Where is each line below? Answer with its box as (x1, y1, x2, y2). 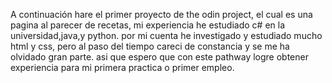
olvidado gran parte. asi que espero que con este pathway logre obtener (10, 51, 309, 63)
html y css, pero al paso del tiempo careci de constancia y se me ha (10, 40, 290, 52)
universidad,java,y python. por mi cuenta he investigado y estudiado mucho (10, 30, 323, 41)
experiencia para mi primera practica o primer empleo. (10, 62, 235, 73)
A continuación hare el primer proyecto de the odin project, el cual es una (10, 9, 313, 20)
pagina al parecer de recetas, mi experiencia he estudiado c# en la (10, 19, 286, 31)
